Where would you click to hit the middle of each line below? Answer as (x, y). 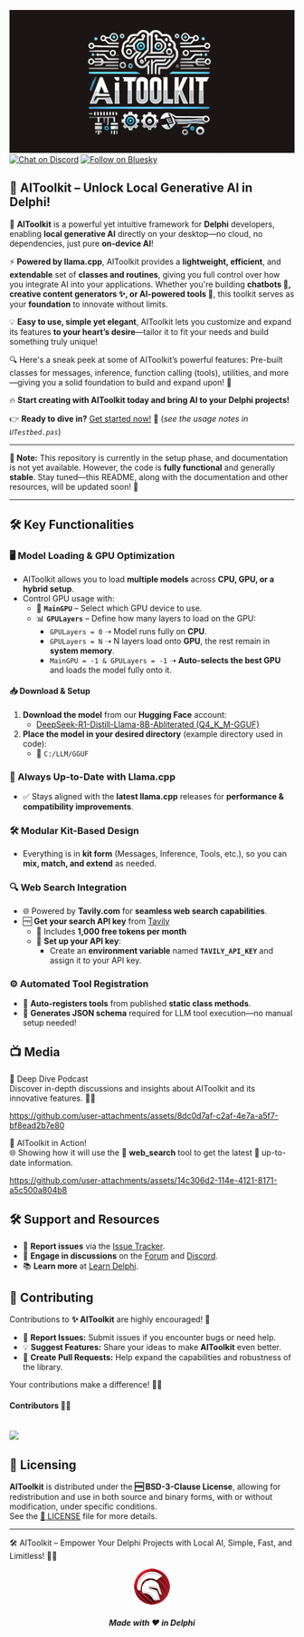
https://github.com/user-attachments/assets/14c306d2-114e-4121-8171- (143, 1180)
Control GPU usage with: (68, 598)
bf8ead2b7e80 (37, 1125)
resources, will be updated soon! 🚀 (74, 486)
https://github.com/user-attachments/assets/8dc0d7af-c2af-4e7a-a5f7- (144, 1115)
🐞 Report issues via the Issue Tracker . (94, 1246)
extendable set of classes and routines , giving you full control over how (145, 274)
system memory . (82, 651)
